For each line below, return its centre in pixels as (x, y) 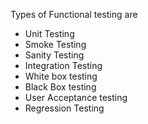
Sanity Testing (54, 55)
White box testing (61, 76)
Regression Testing (64, 108)
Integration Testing (63, 65)
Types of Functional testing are (74, 14)
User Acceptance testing (76, 97)
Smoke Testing (55, 44)
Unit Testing (49, 33)
